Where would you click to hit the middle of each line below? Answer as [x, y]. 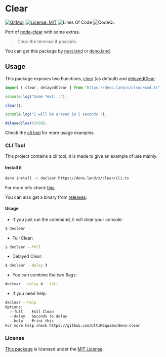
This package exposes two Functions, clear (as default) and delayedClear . [81, 78]
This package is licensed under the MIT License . [55, 349]
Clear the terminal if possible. [47, 41]
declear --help [21, 303]
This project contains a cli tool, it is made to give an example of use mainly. [81, 156]
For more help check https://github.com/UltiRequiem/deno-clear [73, 325]
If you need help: [29, 293]
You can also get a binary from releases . [46, 197]
